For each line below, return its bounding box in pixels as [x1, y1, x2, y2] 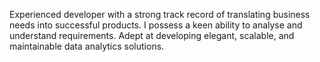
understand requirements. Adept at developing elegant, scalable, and [9, 30, 295, 41]
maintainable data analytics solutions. [9, 40, 165, 52]
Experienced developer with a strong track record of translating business [9, 9, 311, 20]
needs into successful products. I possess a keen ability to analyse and [9, 19, 303, 31]
